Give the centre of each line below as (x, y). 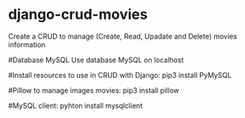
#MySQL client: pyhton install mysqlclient (75, 105)
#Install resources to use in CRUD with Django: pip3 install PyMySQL (120, 75)
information (27, 44)
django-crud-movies (78, 15)
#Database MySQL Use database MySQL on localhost (96, 60)
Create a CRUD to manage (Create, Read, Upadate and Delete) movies (122, 36)
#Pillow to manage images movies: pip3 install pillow (94, 90)
